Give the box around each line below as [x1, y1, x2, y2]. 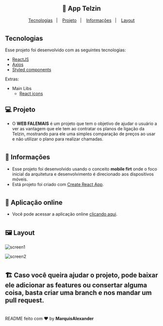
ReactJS [12, 57, 29, 62]
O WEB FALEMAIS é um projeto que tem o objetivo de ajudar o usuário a [12, 121, 157, 126]
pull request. [5, 296, 45, 305]
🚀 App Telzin [62, 4, 101, 13]
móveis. [12, 176, 28, 182]
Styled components [12, 67, 51, 73]
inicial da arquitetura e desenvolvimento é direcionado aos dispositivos [12, 171, 154, 177]
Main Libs [12, 86, 32, 92]
